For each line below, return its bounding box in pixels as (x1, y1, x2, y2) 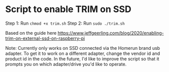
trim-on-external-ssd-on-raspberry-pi (5, 35, 85, 41)
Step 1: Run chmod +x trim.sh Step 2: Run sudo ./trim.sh (5, 20, 125, 26)
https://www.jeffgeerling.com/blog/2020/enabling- (57, 30, 164, 36)
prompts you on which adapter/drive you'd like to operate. (5, 61, 127, 67)
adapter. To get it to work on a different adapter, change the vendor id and (5, 50, 160, 56)
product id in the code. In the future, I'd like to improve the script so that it (5, 55, 159, 61)
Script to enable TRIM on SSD (5, 4, 131, 15)
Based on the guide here (5, 30, 57, 36)
